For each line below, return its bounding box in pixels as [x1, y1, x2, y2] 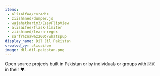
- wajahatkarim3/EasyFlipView [7, 20, 69, 26]
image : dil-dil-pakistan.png [5, 47, 65, 52]
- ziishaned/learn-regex [7, 30, 58, 34]
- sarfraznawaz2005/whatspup [7, 34, 67, 39]
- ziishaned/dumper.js [7, 16, 54, 21]
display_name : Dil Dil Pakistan [5, 39, 71, 44]
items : [5, 7, 19, 12]
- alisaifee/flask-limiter [7, 25, 63, 30]
